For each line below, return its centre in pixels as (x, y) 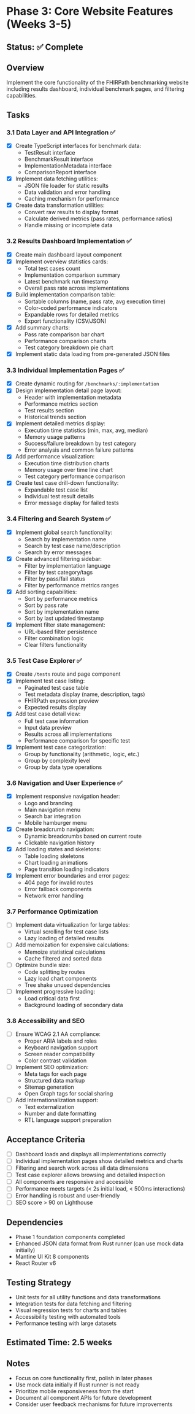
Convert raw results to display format (71, 212)
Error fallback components (58, 889)
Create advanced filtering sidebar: (59, 558)
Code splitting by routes (55, 972)
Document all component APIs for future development (83, 1398)
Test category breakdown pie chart (69, 347)
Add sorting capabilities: (46, 592)
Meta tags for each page (55, 1074)
